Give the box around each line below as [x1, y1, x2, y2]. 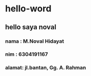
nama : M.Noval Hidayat [5, 38, 65, 45]
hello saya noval [5, 23, 56, 31]
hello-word [5, 3, 52, 14]
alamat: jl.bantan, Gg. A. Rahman [5, 64, 86, 71]
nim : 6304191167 [5, 51, 48, 58]
